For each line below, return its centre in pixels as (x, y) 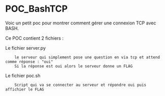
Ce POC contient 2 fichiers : (35, 38)
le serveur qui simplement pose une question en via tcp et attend (87, 57)
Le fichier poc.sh (23, 75)
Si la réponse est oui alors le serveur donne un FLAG (74, 66)
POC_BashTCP (37, 9)
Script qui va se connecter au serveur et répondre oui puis (80, 85)
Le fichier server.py (26, 48)
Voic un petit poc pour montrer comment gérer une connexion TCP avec (81, 23)
